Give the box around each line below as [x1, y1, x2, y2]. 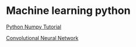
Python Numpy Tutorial [6, 23, 61, 30]
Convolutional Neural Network [6, 34, 79, 41]
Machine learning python [6, 4, 131, 17]
